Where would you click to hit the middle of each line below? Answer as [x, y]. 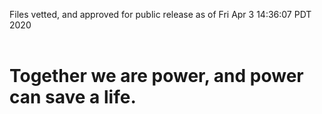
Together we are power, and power [156, 76]
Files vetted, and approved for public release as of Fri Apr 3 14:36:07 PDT [160, 14]
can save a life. [73, 97]
